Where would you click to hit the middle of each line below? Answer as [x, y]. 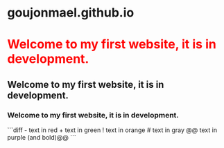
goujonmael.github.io [71, 13]
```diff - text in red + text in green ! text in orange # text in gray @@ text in [112, 130]
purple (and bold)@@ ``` [42, 138]
